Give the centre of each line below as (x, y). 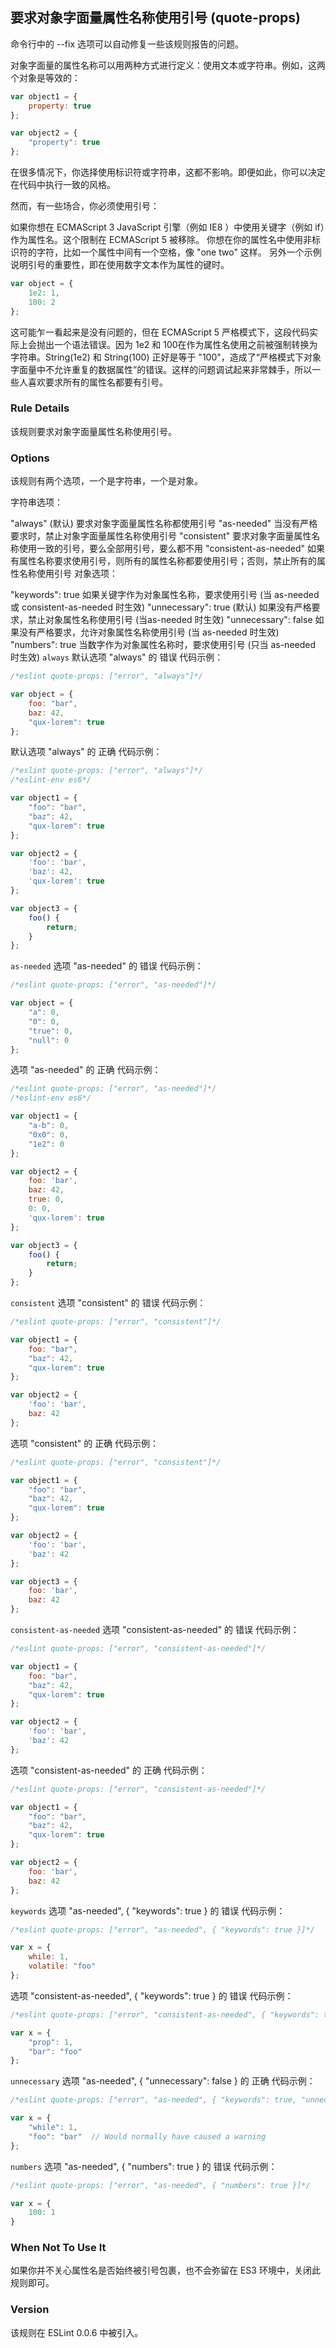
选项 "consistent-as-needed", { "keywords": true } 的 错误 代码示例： (152, 1995)
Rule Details (40, 408)
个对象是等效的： (45, 77)
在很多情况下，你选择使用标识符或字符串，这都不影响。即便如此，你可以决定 (168, 172)
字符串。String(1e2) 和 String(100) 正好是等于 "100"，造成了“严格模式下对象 (166, 357)
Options (30, 458)
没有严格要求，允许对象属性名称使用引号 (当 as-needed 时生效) (149, 632)
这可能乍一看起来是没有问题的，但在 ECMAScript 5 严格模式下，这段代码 (160, 332)
